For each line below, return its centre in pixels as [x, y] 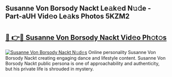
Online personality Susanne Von [122, 52]
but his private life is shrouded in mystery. [50, 69]
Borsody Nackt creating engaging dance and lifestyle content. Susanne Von [85, 58]
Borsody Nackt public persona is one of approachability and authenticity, [83, 63]
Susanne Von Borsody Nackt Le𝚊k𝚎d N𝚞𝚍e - [78, 8]
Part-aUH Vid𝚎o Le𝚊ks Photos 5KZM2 [68, 17]
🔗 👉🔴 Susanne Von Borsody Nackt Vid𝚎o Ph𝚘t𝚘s [86, 37]
